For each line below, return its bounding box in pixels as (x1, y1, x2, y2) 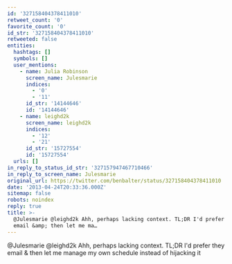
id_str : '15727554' (25, 145, 82, 152)
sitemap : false (7, 190, 51, 197)
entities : (7, 42, 36, 49)
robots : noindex (7, 196, 54, 204)
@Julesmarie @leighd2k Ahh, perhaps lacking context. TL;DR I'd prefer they (7, 241, 225, 249)
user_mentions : (13, 62, 57, 68)
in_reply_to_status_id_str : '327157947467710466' (7, 164, 154, 171)
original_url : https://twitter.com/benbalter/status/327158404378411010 (7, 177, 222, 184)
